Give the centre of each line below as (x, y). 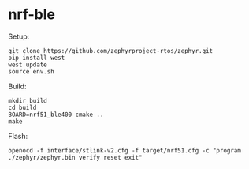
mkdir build (28, 100)
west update (28, 65)
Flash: (18, 136)
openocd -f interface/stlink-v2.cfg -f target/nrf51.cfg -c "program (125, 150)
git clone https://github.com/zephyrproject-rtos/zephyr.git (111, 51)
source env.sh (32, 71)
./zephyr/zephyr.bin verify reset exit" (76, 157)
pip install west (37, 58)
